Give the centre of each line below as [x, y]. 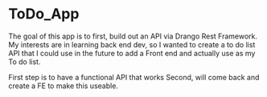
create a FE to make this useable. [64, 86]
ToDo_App [44, 14]
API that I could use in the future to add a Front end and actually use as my [132, 53]
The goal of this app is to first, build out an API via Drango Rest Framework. [133, 36]
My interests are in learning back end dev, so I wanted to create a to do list [132, 44]
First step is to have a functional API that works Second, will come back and [134, 77]
